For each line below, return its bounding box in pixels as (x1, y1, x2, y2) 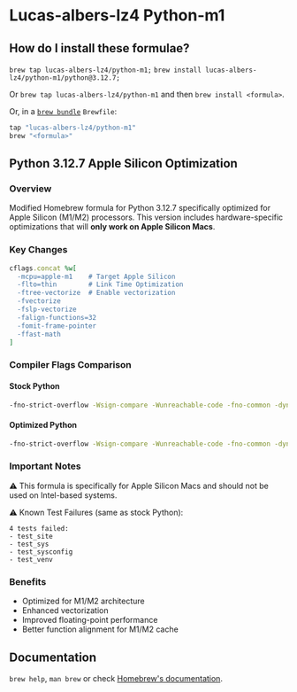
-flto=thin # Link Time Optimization (17, 280, 184, 289)
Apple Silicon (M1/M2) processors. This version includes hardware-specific (9, 212, 284, 222)
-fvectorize (17, 297, 62, 306)
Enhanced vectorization (21, 605, 109, 616)
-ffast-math (17, 330, 62, 338)
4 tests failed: (9, 524, 69, 533)
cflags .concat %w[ (9, 263, 77, 273)
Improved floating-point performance (21, 615, 158, 626)
